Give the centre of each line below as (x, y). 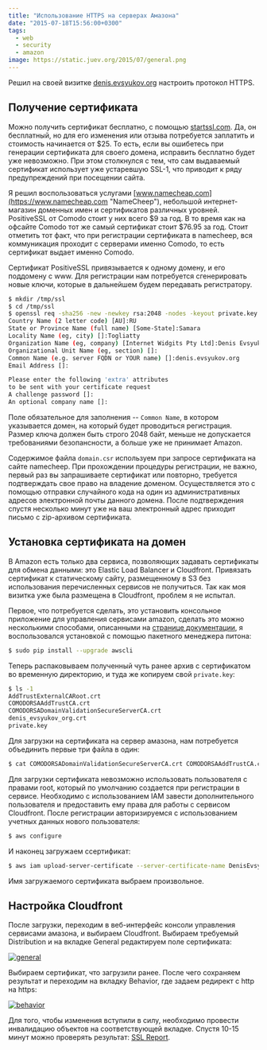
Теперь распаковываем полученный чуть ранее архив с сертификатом (130, 666)
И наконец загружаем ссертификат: (70, 851)
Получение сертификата (73, 108)
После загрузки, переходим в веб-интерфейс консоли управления (122, 925)
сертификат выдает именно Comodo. (72, 252)
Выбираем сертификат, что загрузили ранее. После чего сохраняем (124, 973)
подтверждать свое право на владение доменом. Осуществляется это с (132, 483)
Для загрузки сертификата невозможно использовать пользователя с (128, 779)
